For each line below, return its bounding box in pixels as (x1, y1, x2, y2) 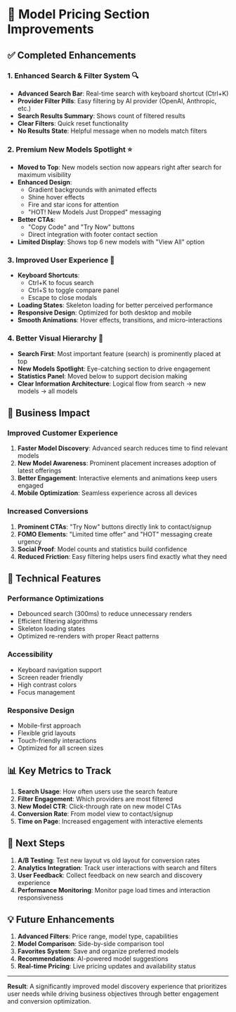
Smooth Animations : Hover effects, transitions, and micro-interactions (17, 316, 223, 324)
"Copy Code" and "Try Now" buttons (27, 223, 135, 231)
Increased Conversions (7, 506, 89, 516)
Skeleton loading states (17, 624, 86, 633)
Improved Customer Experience (7, 428, 118, 438)
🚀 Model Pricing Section (7, 6, 150, 22)
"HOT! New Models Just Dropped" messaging (27, 208, 162, 216)
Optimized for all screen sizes (17, 744, 104, 752)
